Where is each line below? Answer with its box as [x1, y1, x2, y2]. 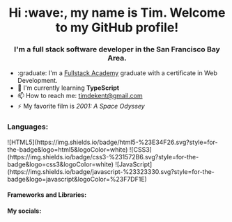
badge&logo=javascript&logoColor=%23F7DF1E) [7, 175, 148, 183]
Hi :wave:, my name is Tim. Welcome [8, 5, 226, 21]
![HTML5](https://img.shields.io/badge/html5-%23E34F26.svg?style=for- [7, 138, 218, 146]
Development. [17, 77, 58, 85]
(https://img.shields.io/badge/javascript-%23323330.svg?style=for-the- [7, 167, 215, 175]
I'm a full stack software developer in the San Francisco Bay [13, 45, 221, 54]
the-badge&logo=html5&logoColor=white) [7, 145, 128, 154]
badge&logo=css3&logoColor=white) [7, 160, 114, 168]
